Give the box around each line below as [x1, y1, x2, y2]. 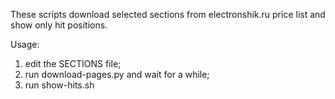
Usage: [10, 39, 40, 50]
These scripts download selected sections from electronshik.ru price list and [10, 9, 326, 20]
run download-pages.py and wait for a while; [24, 69, 210, 80]
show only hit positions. [10, 19, 108, 31]
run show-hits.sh [24, 79, 95, 91]
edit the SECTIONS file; [24, 58, 122, 69]
